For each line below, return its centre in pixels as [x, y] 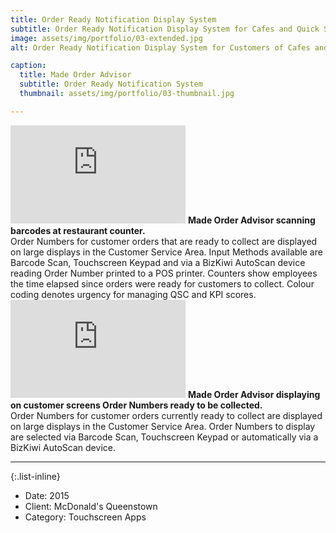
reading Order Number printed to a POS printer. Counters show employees [164, 273]
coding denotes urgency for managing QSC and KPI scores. [133, 294]
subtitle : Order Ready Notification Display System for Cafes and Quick [165, 29]
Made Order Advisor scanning [251, 220]
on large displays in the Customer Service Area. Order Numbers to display [163, 426]
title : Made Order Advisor [75, 75]
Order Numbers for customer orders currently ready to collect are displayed [166, 415]
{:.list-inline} [35, 476]
